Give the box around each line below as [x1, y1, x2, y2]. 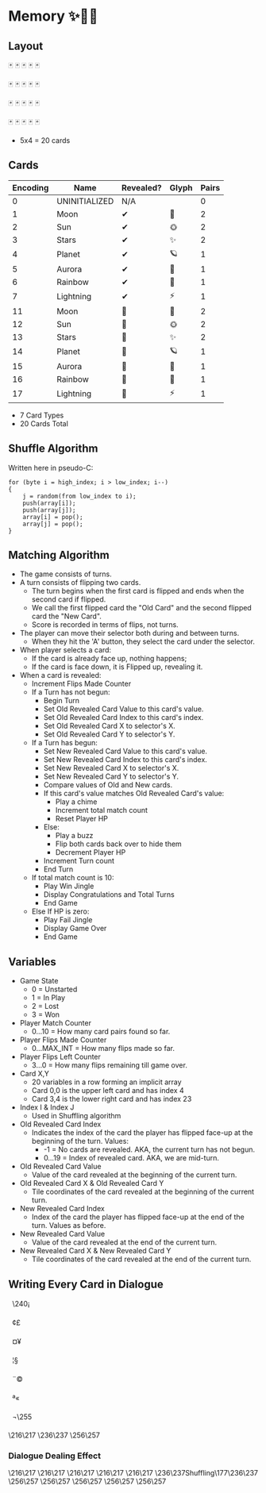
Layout [8, 39, 44, 52]
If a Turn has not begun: [31, 687, 110, 697]
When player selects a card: [19, 645, 112, 655]
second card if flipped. [31, 595, 106, 604]
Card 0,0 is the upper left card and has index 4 [31, 1086, 184, 1095]
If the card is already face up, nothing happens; [31, 654, 187, 664]
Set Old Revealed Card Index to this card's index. [43, 713, 204, 722]
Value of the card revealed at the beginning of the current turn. [31, 1170, 237, 1179]
